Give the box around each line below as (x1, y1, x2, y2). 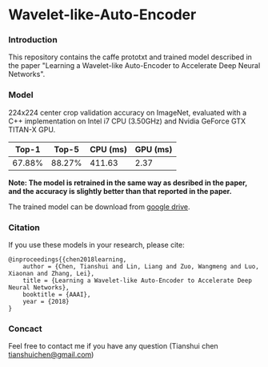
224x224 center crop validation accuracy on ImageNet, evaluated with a (8, 107, 247, 117)
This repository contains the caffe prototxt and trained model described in (8, 52, 252, 62)
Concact (8, 323, 42, 334)
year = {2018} (22, 298, 70, 306)
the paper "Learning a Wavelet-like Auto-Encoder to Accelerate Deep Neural (8, 61, 261, 71)
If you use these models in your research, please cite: (8, 240, 186, 250)
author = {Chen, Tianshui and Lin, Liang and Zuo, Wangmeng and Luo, (22, 263, 260, 271)
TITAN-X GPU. (8, 124, 56, 134)
